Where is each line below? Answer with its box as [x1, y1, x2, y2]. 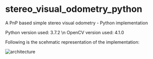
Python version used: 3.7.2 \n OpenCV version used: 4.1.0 [5, 29, 124, 35]
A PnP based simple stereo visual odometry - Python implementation [5, 20, 148, 26]
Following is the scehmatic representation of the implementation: [5, 39, 140, 45]
